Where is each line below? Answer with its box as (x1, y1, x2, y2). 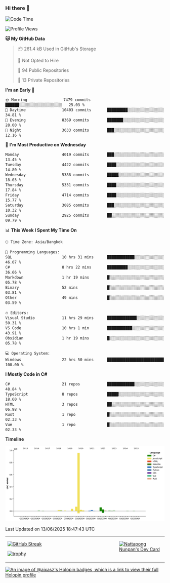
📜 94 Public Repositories (17, 67, 69, 73)
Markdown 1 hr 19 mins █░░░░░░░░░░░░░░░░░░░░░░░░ (5, 275, 164, 280)
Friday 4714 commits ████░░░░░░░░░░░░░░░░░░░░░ (5, 192, 164, 198)
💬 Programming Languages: (5, 250, 60, 255)
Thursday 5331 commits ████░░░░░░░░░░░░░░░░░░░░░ (5, 182, 164, 188)
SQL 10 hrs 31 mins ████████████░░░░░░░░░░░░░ (5, 255, 164, 260)
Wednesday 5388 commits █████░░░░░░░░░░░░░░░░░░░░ (5, 172, 164, 178)
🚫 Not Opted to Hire (17, 58, 59, 64)
